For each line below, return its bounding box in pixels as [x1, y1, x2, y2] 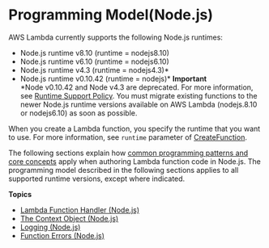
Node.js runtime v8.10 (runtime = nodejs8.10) [19, 48, 170, 57]
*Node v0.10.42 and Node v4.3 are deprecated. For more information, [19, 82, 254, 92]
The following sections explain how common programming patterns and [8, 148, 249, 158]
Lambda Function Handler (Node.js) [19, 204, 140, 215]
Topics [8, 189, 32, 199]
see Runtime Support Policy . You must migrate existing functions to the [19, 90, 258, 100]
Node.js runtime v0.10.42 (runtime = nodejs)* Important [19, 74, 207, 83]
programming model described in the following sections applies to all [8, 165, 239, 174]
